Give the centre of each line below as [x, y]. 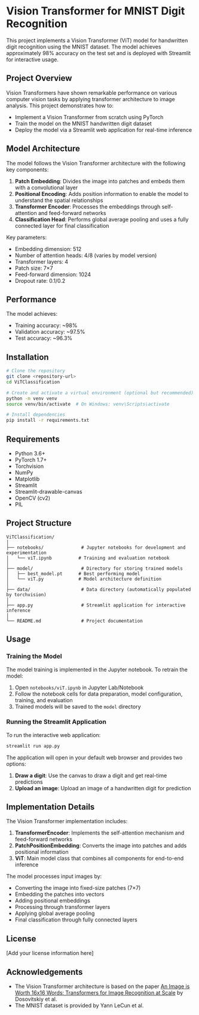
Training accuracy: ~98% [46, 325]
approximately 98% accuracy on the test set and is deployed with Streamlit [99, 53]
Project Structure [39, 523]
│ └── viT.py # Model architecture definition [84, 579]
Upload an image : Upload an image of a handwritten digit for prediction [103, 788]
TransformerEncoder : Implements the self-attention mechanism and [99, 833]
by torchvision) [26, 594]
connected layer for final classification [62, 225]
